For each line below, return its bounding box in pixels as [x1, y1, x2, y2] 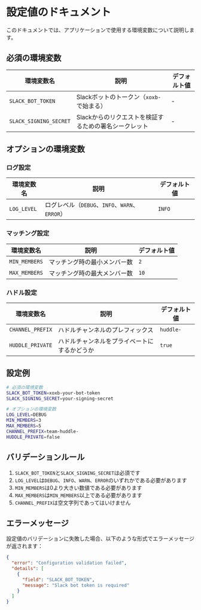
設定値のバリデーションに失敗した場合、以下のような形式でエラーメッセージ [6, 535, 194, 542]
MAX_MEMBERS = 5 [6, 423, 42, 429]
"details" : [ [11, 566, 44, 572]
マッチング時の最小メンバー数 [48, 258, 133, 266]
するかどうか [57, 346, 95, 354]
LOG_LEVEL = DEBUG [6, 412, 47, 418]
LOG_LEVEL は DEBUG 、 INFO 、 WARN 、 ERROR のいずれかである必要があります [14, 476, 187, 484]
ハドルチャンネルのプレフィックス [57, 326, 154, 335]
